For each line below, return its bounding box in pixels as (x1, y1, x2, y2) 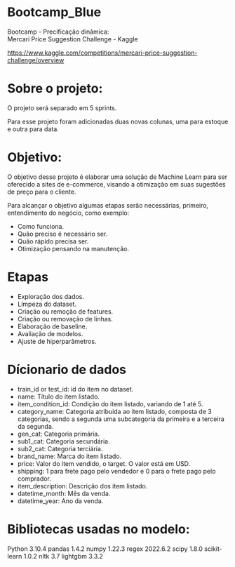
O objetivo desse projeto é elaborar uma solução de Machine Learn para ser (7, 173, 228, 181)
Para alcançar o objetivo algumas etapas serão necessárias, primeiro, (7, 201, 209, 209)
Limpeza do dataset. (17, 300, 77, 308)
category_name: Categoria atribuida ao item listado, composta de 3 (17, 407, 212, 415)
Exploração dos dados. (17, 292, 84, 300)
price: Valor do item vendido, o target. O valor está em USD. (17, 459, 191, 467)
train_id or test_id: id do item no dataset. (17, 385, 134, 393)
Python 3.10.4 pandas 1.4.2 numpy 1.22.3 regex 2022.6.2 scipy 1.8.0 (7, 545, 203, 553)
